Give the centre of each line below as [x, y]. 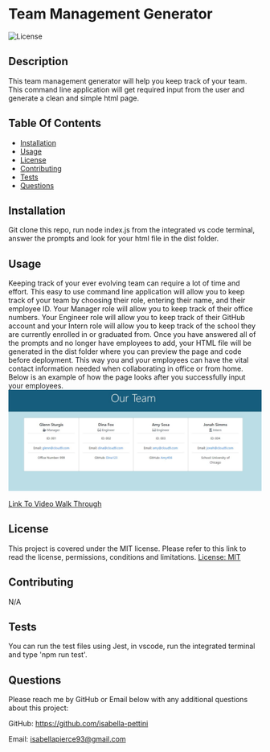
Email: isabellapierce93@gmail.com [67, 739]
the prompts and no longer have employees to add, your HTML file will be [130, 343]
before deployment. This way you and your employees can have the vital [129, 360]
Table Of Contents [55, 123]
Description [38, 62]
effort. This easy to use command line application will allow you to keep [127, 292]
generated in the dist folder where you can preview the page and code [125, 351]
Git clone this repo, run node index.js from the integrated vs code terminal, [132, 230]
